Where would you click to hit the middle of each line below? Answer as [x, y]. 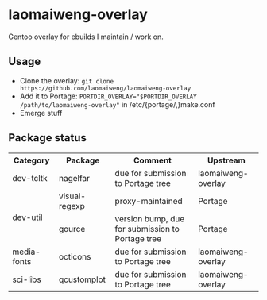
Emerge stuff [41, 113]
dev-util [27, 217]
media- [27, 252]
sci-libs [27, 279]
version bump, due [150, 218]
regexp [72, 206]
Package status [48, 138]
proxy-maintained [149, 201]
